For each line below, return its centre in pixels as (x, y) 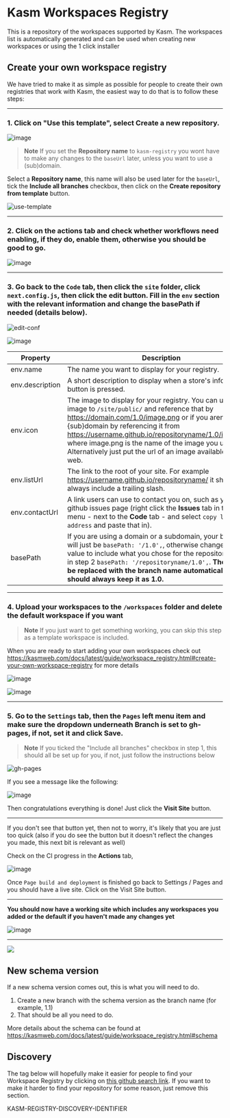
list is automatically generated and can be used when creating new (102, 38)
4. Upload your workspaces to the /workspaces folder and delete (115, 607)
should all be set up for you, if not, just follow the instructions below (119, 755)
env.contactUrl (34, 512)
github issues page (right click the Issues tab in (144, 508)
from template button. (39, 194)
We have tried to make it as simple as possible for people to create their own (115, 84)
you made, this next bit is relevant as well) (66, 843)
